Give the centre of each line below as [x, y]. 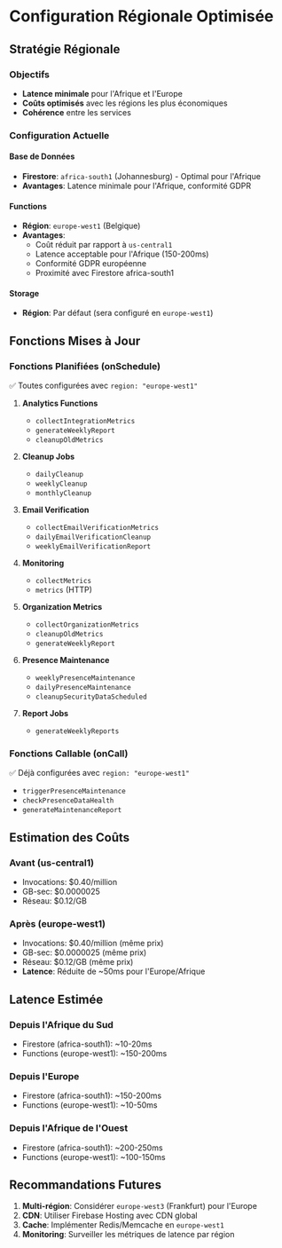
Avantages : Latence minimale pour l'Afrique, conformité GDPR [136, 186]
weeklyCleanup [61, 484]
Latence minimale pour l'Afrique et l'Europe [102, 93]
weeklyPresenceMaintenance [85, 678]
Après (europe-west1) [58, 924]
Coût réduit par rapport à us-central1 [104, 245]
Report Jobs [45, 714]
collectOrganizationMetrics [87, 625]
